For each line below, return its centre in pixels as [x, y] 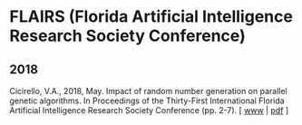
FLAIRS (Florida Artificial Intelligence [151, 17]
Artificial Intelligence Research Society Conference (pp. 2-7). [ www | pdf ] [149, 110]
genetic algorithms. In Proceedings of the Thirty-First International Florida [147, 101]
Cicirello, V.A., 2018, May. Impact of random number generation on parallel [148, 91]
